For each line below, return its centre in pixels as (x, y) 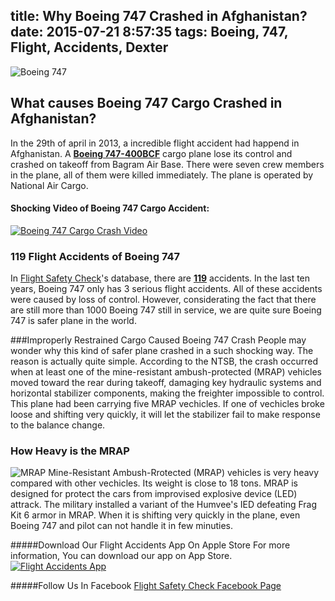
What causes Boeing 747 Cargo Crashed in (146, 103)
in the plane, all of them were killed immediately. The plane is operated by (162, 175)
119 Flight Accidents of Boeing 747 (95, 256)
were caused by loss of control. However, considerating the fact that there (163, 300)
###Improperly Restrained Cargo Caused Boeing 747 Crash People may (158, 340)
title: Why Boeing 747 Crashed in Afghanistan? (159, 16)
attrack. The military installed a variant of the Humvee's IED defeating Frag (164, 505)
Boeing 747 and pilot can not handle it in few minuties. (122, 526)
